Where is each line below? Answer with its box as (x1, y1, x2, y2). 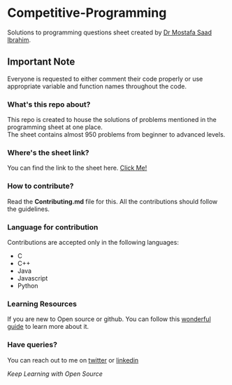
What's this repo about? (7, 100, 91, 109)
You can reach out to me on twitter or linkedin (7, 356, 139, 364)
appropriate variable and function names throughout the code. (7, 82, 187, 90)
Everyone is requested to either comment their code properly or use (7, 74, 203, 83)
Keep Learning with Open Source (7, 370, 103, 378)
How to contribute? (7, 181, 74, 191)
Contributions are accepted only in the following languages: (7, 238, 180, 246)
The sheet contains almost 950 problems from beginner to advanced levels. (7, 130, 226, 139)
